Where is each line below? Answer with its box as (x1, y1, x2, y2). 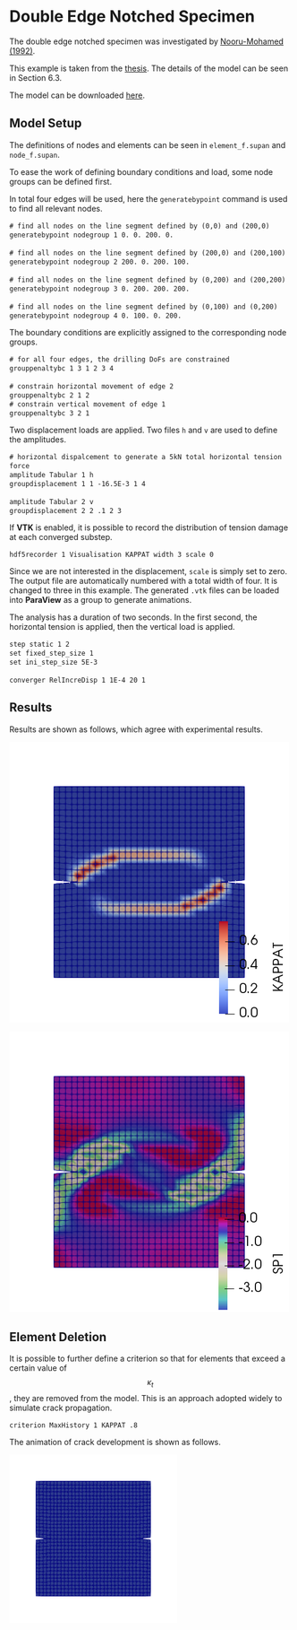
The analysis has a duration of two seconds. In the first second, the (9, 612, 258, 623)
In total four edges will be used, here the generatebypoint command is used (9, 193, 288, 204)
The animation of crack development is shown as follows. (9, 1437, 222, 1448)
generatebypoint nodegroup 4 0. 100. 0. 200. (9, 311, 182, 320)
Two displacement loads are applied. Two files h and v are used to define (9, 424, 278, 435)
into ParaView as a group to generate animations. (9, 594, 192, 605)
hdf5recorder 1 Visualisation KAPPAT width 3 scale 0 (9, 550, 215, 559)
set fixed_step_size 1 (9, 649, 94, 658)
